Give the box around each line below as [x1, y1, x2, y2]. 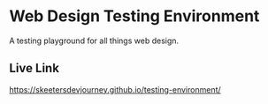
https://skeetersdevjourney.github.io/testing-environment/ [9, 84, 221, 94]
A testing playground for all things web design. [9, 35, 180, 46]
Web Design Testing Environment [9, 6, 260, 26]
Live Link [9, 61, 60, 76]
